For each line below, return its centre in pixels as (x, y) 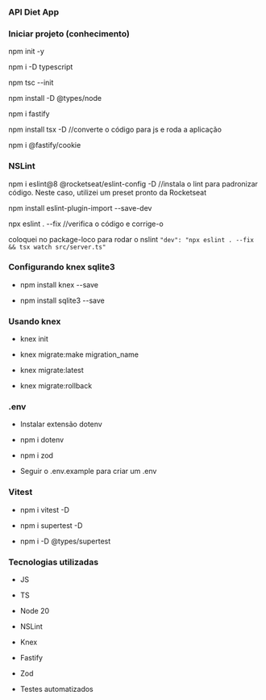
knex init (34, 339)
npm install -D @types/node (55, 99)
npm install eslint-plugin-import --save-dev (80, 207)
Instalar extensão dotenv (61, 424)
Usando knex (35, 321)
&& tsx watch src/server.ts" (57, 247)
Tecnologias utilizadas (54, 562)
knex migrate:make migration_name (79, 354)
